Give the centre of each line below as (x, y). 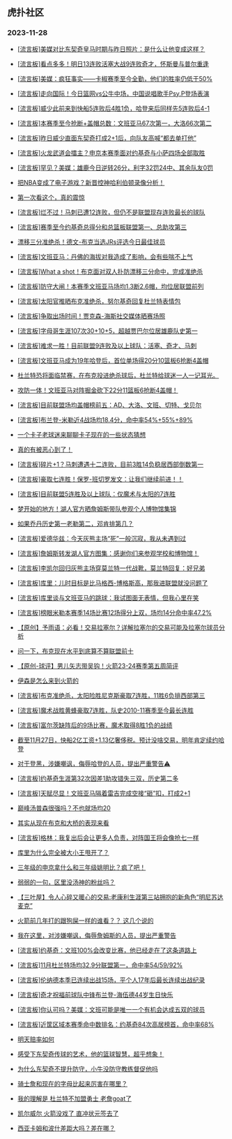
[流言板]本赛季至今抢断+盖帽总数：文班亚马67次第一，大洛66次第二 (115, 123)
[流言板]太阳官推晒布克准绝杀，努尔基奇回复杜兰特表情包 (99, 301)
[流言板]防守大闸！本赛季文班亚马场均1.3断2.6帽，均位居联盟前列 (110, 286)
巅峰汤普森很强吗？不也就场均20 (64, 807)
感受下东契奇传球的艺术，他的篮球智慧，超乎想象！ (91, 1054)
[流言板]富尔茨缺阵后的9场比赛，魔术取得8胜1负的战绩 (95, 725)
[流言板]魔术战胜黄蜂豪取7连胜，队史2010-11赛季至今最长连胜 (105, 710)
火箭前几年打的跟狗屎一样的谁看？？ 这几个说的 (85, 921)
